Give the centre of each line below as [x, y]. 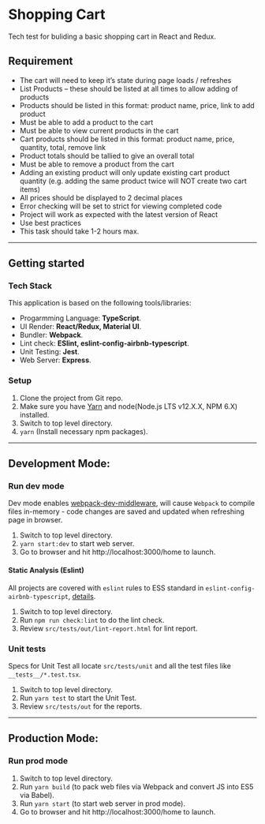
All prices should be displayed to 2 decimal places [101, 197]
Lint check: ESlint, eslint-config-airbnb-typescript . [104, 343]
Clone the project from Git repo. [71, 398]
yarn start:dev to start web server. [77, 544]
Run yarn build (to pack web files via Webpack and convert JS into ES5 [136, 786]
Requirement [41, 61]
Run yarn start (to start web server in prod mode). [102, 803]
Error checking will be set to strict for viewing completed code [121, 206]
